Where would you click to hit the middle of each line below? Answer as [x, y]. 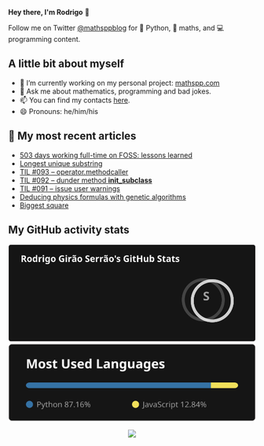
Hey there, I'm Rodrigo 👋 [49, 12]
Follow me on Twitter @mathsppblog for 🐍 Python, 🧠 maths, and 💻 [116, 28]
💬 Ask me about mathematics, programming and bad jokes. [115, 91]
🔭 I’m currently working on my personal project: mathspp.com [119, 83]
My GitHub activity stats [69, 230]
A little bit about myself [66, 64]
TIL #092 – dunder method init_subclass [86, 180]
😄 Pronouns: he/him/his [59, 111]
